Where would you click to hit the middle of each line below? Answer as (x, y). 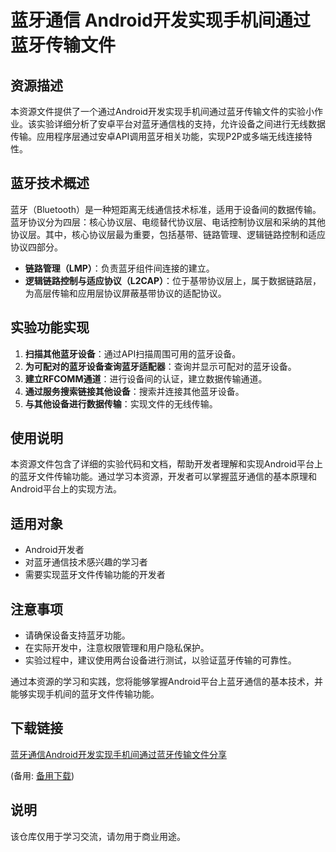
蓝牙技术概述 (50, 183)
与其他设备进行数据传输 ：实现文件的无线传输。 (121, 403)
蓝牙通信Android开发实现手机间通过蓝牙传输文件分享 (118, 754)
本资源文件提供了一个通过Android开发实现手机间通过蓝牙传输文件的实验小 (162, 111)
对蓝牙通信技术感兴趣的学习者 (86, 562)
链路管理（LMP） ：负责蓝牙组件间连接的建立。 (119, 268)
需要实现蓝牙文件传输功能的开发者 (95, 575)
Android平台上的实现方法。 (66, 489)
